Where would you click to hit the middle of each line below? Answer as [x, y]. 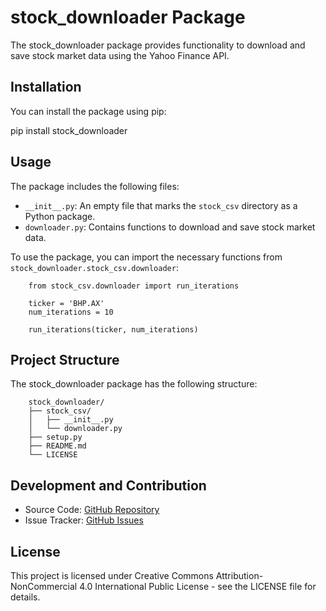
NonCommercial [44, 586]
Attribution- [239, 575]
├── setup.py [55, 437]
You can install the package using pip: [88, 111]
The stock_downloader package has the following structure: [134, 384]
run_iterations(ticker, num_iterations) [113, 329]
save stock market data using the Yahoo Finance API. [120, 55]
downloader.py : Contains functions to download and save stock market [170, 227]
